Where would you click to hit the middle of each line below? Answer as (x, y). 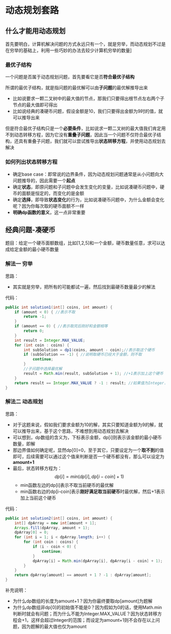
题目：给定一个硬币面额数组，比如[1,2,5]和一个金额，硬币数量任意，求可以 (83, 243)
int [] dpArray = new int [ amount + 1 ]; (55, 523)
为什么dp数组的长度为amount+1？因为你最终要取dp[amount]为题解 (82, 601)
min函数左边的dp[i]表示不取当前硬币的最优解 (67, 485)
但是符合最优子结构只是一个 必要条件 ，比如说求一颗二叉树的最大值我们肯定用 (85, 128)
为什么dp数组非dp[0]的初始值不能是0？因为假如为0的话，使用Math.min (87, 607)
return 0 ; (34, 331)
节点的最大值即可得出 (35, 105)
